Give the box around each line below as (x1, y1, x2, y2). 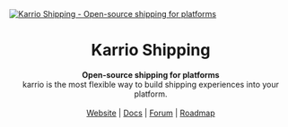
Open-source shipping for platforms (82, 69, 220, 80)
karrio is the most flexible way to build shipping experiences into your (22, 79, 280, 89)
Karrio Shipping (91, 40, 211, 61)
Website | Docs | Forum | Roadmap (86, 107, 215, 118)
